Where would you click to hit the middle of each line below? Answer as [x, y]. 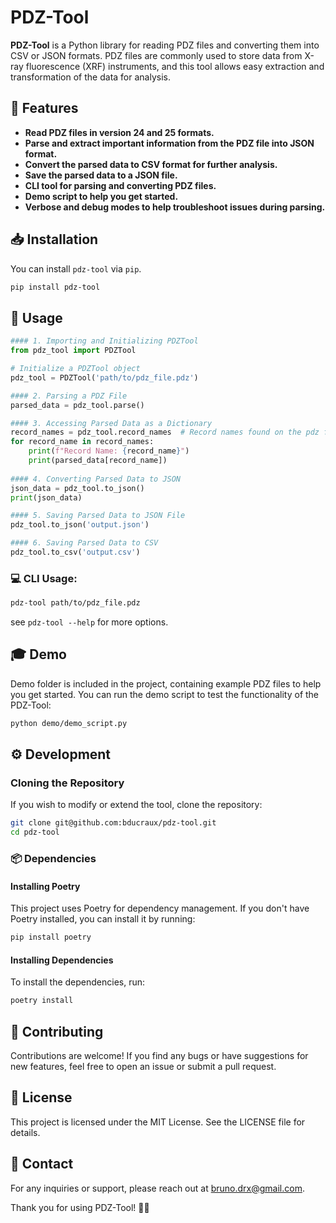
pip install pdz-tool [55, 287]
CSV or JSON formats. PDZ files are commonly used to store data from [156, 55]
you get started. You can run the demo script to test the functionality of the [165, 694]
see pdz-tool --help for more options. [89, 622]
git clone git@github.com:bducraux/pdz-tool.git [113, 823]
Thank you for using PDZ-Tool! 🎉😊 [80, 1207]
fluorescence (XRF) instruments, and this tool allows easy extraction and [175, 66]
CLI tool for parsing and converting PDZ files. [120, 185]
